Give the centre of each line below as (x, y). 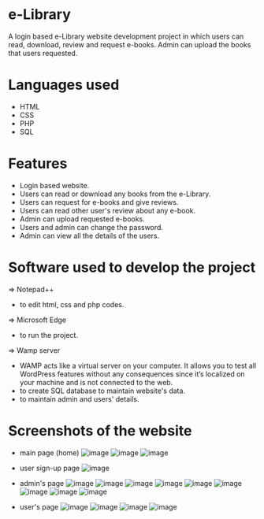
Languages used (64, 85)
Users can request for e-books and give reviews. (99, 202)
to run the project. (49, 335)
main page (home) (49, 452)
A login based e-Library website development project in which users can (126, 36)
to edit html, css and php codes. (72, 304)
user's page (39, 506)
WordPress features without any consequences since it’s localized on (132, 374)
